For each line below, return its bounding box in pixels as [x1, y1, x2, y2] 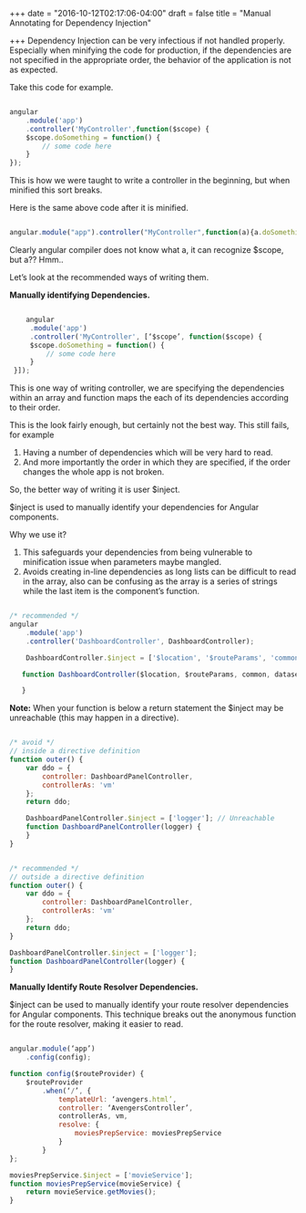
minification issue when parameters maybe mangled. [22, 557, 221, 568]
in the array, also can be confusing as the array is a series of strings [22, 576, 278, 587]
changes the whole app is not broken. [22, 466, 165, 477]
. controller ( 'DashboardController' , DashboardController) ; [25, 636, 255, 646]
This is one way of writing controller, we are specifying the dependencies [9, 382, 285, 393]
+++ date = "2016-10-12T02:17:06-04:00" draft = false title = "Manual [9, 8, 271, 18]
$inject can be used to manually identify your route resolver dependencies [9, 999, 290, 1010]
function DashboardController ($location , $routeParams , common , [21, 670, 271, 679]
